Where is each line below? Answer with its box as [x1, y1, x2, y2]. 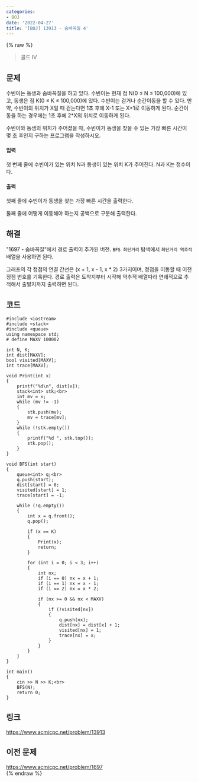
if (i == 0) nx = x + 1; [37, 576, 99, 581]
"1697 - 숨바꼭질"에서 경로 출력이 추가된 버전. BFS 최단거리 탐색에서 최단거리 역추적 [6, 246, 193, 253]
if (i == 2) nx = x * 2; [37, 586, 99, 592]
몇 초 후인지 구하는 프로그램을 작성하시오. [6, 132, 101, 139]
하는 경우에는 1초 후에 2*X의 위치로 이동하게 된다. [17, 112, 131, 119]
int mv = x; [17, 394, 46, 400]
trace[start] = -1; [17, 492, 65, 498]
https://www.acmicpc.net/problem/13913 [6, 728, 105, 736]
